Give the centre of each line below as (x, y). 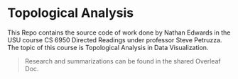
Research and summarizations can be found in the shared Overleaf (123, 61)
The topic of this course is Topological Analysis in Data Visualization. (108, 47)
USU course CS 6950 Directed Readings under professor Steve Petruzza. (115, 39)
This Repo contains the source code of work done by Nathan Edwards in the (119, 32)
